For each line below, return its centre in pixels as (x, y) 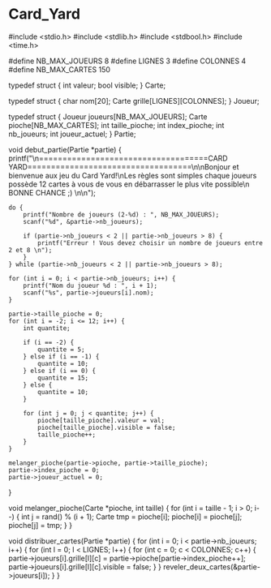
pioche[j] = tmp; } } (41, 525)
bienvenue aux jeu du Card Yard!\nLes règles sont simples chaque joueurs (133, 175)
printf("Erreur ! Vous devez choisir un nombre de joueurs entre (151, 243)
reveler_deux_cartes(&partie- (212, 567)
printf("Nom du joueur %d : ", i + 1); (90, 285)
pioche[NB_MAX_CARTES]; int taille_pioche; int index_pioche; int (116, 125)
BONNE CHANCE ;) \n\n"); (52, 192)
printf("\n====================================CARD (118, 158)
